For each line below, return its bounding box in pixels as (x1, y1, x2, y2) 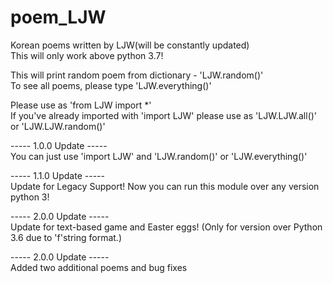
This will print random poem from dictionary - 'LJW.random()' (10, 69, 264, 81)
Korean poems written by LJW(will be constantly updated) (10, 39, 250, 51)
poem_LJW (10, 6, 107, 29)
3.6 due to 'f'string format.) (10, 231, 122, 243)
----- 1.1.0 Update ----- (10, 169, 105, 181)
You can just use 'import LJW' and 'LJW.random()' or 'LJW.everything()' (10, 150, 308, 162)
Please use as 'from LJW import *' (10, 99, 152, 111)
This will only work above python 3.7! (10, 49, 164, 61)
